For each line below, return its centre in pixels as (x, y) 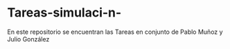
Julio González (28, 39)
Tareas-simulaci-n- (64, 13)
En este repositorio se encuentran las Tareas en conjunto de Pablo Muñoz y (115, 32)
